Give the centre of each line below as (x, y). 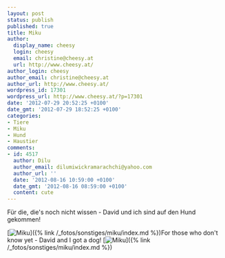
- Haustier (23, 142)
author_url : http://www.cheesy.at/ (58, 84)
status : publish (30, 20)
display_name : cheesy (44, 45)
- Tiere (18, 122)
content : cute (33, 193)
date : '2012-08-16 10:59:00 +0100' (64, 180)
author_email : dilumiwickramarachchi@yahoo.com (83, 167)
